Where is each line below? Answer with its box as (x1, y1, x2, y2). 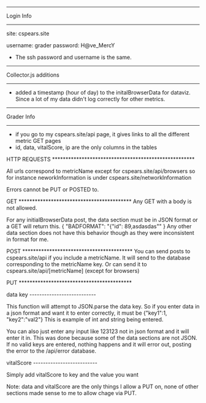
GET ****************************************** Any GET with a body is (6, 198, 192, 205)
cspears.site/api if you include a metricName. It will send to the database (6, 254, 191, 261)
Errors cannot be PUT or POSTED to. (6, 186, 99, 193)
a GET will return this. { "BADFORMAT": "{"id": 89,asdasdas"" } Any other (6, 223, 192, 230)
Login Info (6, 12, 32, 19)
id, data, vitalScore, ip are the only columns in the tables (15, 144, 158, 151)
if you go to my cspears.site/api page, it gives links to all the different (15, 131, 190, 138)
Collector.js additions (6, 71, 59, 79)
